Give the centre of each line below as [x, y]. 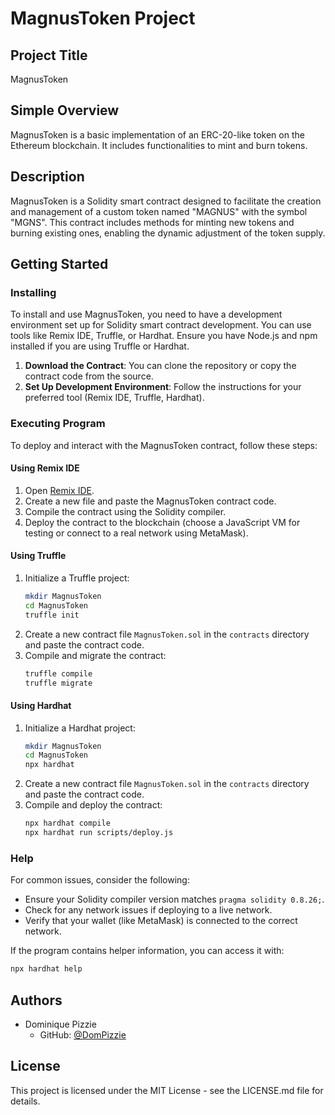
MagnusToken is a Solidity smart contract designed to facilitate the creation [166, 201]
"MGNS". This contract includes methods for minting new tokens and [152, 222]
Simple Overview [65, 110]
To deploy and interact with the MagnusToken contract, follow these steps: [164, 445]
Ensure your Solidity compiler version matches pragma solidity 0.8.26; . [174, 899]
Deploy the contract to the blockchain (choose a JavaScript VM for [162, 522]
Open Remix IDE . [59, 490]
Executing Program [58, 424]
